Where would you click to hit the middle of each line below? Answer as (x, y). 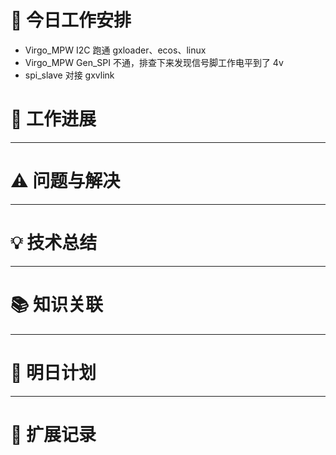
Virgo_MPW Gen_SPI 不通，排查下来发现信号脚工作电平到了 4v (154, 62)
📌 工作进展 (53, 119)
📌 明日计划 (53, 372)
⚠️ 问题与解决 (65, 181)
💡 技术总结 (54, 243)
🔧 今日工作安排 (71, 20)
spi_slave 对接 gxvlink (69, 75)
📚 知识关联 (57, 304)
